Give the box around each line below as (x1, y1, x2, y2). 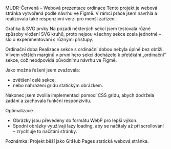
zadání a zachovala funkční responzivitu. (5, 97, 92, 104)
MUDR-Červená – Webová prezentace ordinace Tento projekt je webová (5, 5, 158, 11)
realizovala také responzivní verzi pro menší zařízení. (5, 16, 117, 21)
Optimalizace (5, 108, 33, 113)
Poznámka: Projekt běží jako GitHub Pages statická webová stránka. (5, 138, 149, 144)
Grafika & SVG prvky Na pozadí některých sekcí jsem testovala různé (5, 26, 151, 32)
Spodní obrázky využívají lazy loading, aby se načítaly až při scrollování (12, 123, 164, 129)
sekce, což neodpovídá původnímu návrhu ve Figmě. (5, 57, 117, 63)
